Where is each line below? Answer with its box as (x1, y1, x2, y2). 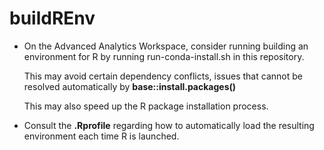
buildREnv (9, 7, 96, 30)
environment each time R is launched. (23, 130, 180, 142)
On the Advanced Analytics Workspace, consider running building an (23, 40, 309, 52)
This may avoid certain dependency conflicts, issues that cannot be (23, 70, 303, 82)
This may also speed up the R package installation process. (23, 100, 269, 112)
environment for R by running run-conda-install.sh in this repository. (23, 50, 305, 62)
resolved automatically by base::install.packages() (23, 80, 237, 92)
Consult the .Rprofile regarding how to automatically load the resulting (23, 119, 315, 131)
